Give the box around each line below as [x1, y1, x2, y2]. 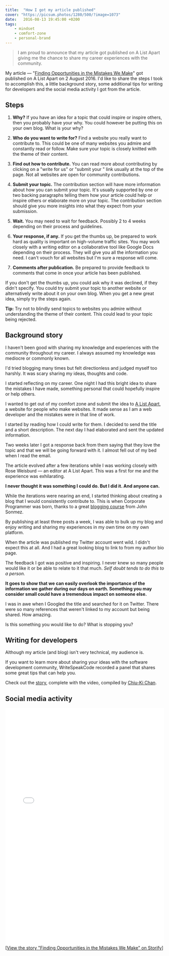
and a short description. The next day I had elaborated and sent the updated [5, 426, 164, 432]
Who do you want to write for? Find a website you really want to [12, 135, 147, 141]
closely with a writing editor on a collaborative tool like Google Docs [12, 244, 154, 250]
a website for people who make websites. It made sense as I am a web [5, 406, 152, 412]
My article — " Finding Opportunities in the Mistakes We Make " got [5, 70, 143, 76]
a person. [5, 570, 25, 577]
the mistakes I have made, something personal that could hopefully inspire [5, 385, 160, 392]
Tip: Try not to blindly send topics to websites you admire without [5, 306, 142, 312]
